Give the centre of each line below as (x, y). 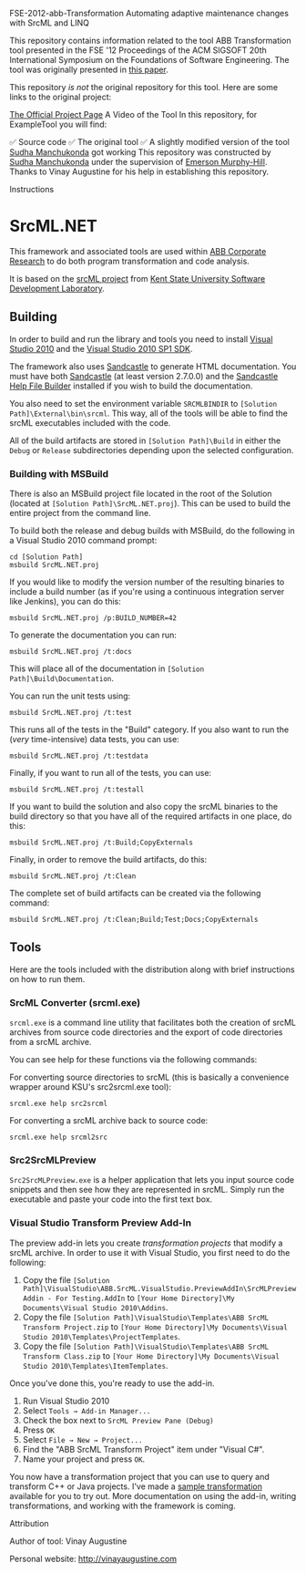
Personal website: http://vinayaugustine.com (93, 1558)
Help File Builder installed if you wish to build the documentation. (131, 386)
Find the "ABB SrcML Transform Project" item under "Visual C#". (143, 1449)
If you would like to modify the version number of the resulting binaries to (147, 582)
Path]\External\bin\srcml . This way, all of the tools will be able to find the (149, 413)
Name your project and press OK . (84, 1459)
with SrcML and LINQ (49, 23)
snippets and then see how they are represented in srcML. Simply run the (147, 1190)
